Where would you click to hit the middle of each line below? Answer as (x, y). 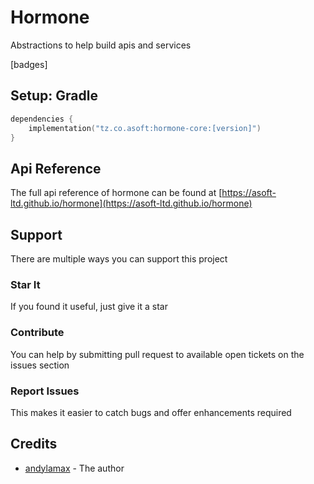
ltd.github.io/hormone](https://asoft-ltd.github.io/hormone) (131, 203)
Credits (34, 444)
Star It (25, 284)
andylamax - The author (74, 468)
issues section (40, 365)
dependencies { (42, 119)
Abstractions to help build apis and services (101, 45)
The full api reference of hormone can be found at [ (116, 193)
